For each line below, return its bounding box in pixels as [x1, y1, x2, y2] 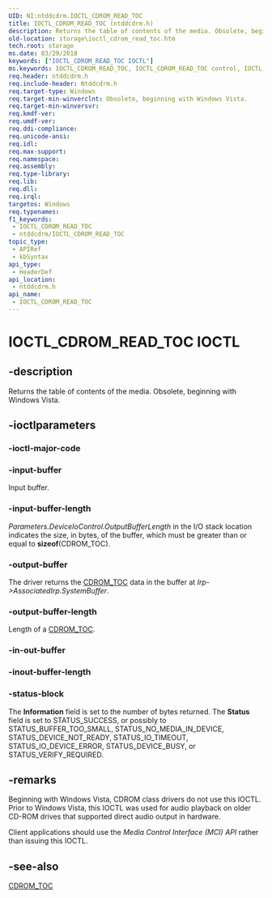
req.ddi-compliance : [8, 125, 79, 133]
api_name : [8, 291, 42, 299]
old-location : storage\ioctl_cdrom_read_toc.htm [8, 34, 176, 43]
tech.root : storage [8, 42, 74, 50]
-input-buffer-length [8, 503, 91, 514]
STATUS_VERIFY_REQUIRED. [8, 750, 104, 760]
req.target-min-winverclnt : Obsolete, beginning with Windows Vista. [8, 95, 249, 103]
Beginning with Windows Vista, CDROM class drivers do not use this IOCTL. [8, 794, 261, 804]
